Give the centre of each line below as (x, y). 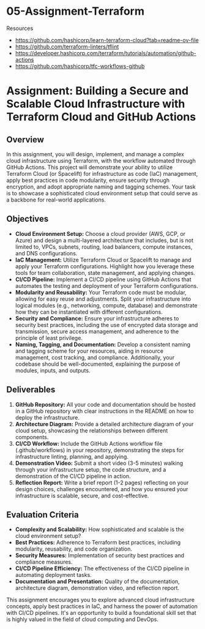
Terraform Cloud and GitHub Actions (101, 117)
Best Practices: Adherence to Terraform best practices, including (98, 543)
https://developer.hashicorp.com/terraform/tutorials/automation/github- (106, 53)
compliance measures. (44, 562)
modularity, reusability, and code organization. (74, 549)
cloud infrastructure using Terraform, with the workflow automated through (101, 160)
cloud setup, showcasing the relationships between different (91, 431)
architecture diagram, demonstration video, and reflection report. (97, 588)
